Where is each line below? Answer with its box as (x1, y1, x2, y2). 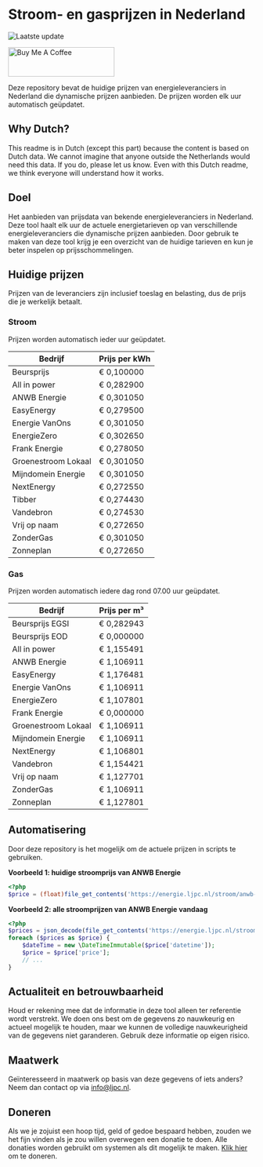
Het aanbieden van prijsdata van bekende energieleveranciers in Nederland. (8, 212, 254, 221)
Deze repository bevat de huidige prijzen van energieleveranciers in (8, 82, 227, 92)
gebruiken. (8, 852, 43, 862)
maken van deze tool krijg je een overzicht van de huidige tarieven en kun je (8, 237, 254, 246)
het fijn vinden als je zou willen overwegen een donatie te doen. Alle (8, 1135, 228, 1144)
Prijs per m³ (99, 604, 145, 615)
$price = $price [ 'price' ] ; (22, 949, 110, 957)
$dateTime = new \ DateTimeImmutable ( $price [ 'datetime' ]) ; (22, 942, 215, 950)
